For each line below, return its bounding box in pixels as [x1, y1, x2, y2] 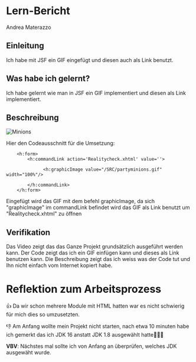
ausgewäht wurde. [6, 349, 51, 356]
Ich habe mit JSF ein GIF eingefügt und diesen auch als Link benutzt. [6, 56, 174, 63]
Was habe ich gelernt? [6, 74, 90, 84]
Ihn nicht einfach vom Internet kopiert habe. [6, 262, 113, 269]
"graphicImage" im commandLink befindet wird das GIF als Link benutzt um [6, 204, 190, 211]
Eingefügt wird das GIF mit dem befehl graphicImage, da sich [6, 198, 155, 205]
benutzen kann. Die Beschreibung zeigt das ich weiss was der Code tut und [6, 256, 191, 263]
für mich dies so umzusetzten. [6, 311, 80, 318]
